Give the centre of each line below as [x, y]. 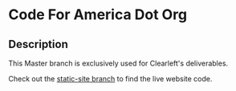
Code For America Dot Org [98, 15]
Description [38, 44]
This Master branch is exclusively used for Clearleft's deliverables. [118, 63]
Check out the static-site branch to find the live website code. [110, 79]
